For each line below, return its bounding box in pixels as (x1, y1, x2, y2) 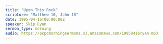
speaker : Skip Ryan (5, 21, 47, 27)
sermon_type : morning (5, 26, 51, 31)
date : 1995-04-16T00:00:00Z (5, 17, 65, 22)
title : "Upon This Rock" (5, 7, 58, 13)
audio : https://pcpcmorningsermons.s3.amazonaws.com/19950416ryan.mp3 (5, 31, 158, 36)
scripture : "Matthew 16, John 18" (5, 12, 79, 17)
